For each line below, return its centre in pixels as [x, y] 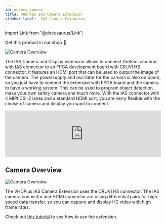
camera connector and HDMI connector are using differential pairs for [76, 197]
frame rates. [18, 207]
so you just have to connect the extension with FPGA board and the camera [82, 83]
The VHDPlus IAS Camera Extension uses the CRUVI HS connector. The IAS [82, 191]
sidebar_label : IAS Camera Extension [45, 19]
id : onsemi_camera [24, 10]
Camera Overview [33, 170]
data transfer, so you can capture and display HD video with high [85, 202]
